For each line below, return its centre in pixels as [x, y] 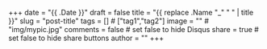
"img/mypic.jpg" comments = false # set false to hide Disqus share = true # [134, 29]
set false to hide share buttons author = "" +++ [86, 38]
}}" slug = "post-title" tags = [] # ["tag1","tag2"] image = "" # [109, 21]
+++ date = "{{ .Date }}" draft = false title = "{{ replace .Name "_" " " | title [131, 12]
